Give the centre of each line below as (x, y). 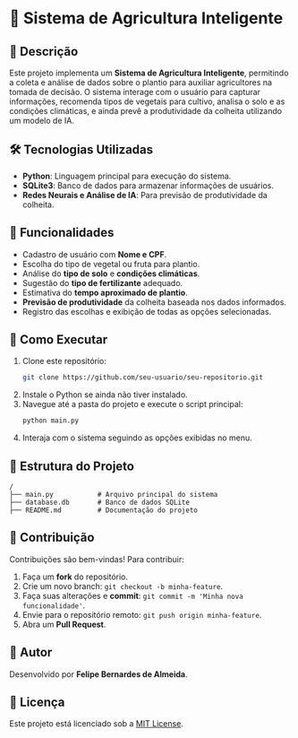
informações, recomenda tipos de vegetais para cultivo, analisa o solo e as (147, 101)
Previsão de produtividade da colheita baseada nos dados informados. (154, 302)
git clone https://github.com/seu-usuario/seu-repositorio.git (143, 378)
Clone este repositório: (64, 361)
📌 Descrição (44, 52)
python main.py (51, 421)
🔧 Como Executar (59, 340)
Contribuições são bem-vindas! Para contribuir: (97, 559)
